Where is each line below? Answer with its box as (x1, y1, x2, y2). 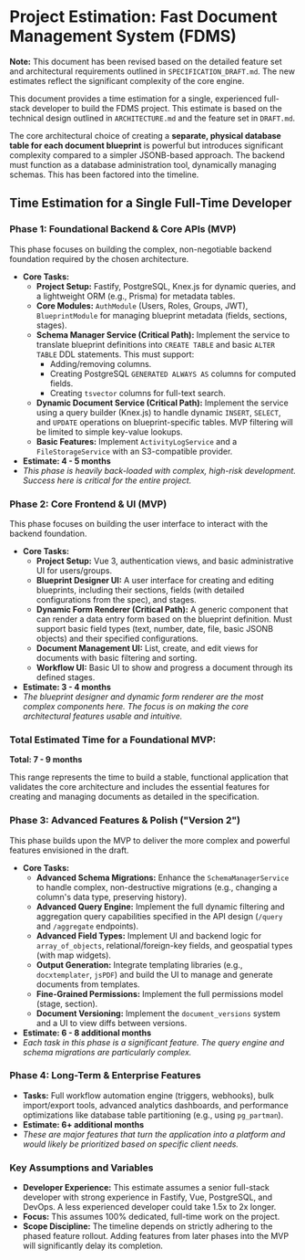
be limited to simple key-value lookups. (36, 426, 184, 437)
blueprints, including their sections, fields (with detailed (36, 584, 245, 595)
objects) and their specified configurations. (36, 633, 198, 644)
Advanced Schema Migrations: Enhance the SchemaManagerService (36, 872, 290, 883)
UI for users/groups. (36, 564, 112, 576)
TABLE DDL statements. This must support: (36, 349, 195, 360)
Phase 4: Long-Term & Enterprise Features (9, 1069, 202, 1082)
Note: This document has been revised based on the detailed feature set (9, 56, 282, 67)
